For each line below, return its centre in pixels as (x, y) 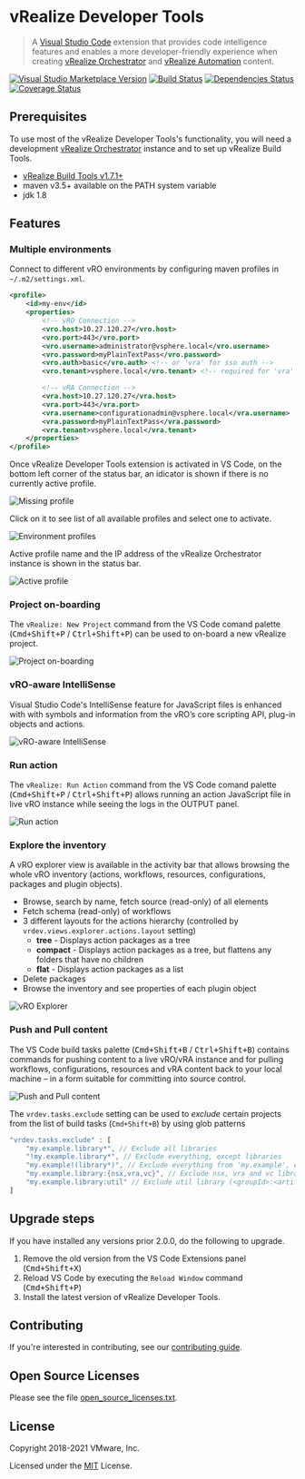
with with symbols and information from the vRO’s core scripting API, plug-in (152, 714)
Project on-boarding (55, 605)
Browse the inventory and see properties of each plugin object (139, 989)
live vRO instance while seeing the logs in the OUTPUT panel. (124, 804)
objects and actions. (47, 724)
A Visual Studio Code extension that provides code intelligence (149, 42)
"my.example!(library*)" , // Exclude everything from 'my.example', (158, 1165)
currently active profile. (53, 484)
